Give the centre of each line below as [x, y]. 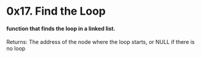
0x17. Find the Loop [56, 11]
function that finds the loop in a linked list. [61, 28]
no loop [16, 49]
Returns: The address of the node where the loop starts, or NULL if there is [100, 42]
